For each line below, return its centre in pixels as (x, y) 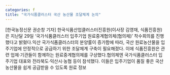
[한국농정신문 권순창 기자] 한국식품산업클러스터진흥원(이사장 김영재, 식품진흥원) (84, 29)
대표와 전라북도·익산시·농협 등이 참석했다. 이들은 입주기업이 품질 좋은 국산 (91, 61)
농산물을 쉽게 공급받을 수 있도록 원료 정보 (46, 67)
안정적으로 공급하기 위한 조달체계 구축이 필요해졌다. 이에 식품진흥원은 (91, 48)
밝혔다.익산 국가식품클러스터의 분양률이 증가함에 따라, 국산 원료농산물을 (89, 42)
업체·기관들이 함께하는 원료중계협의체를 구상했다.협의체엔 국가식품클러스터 (84, 55)
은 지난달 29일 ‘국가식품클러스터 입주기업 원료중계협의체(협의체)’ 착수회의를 (80, 36)
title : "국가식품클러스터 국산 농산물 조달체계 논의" (53, 15)
